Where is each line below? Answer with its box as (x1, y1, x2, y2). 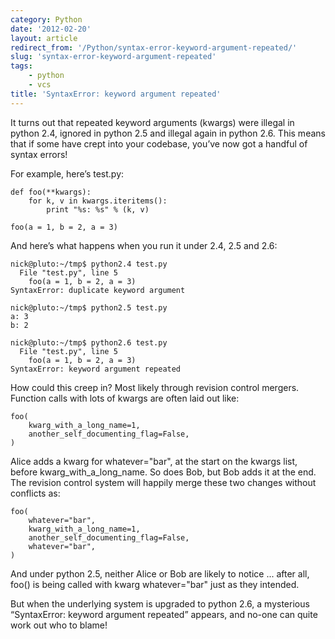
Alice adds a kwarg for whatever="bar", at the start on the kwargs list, (10, 455, 298, 467)
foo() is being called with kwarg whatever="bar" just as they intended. (10, 578, 300, 590)
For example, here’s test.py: (10, 167, 125, 180)
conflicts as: (10, 487, 61, 499)
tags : (10, 61, 33, 71)
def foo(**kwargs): (10, 187, 92, 197)
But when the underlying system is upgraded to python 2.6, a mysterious (10, 597, 310, 610)
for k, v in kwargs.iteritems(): (28, 196, 168, 206)
